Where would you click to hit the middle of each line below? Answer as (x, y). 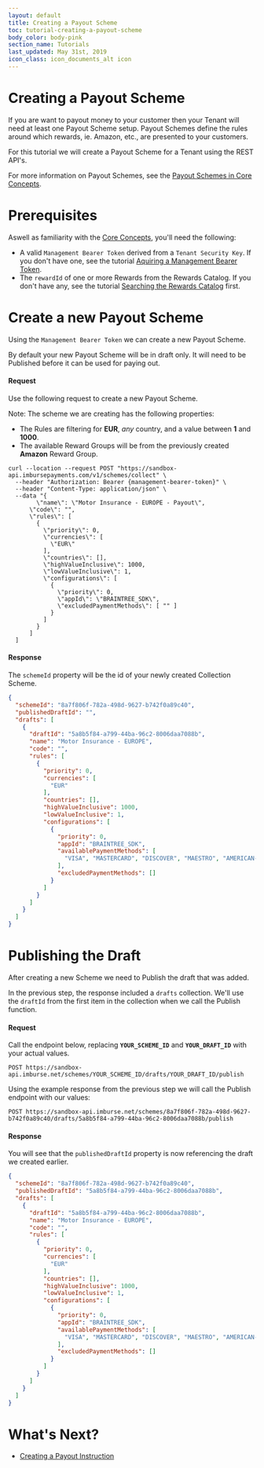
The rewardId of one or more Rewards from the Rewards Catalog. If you (135, 277)
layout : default (35, 15)
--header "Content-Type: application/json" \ (91, 489)
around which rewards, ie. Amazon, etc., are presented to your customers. (128, 136)
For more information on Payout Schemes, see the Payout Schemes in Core (130, 175)
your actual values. (39, 1053)
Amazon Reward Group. (59, 453)
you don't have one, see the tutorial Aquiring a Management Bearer (128, 261)
